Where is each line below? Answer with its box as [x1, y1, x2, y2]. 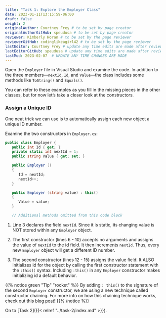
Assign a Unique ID [5, 104, 52, 111]
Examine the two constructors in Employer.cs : [5, 131, 98, 136]
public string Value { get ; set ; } [11, 154, 85, 159]
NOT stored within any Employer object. [12, 227, 92, 233]
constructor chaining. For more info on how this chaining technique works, [5, 292, 157, 298]
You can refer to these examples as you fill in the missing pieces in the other [5, 87, 161, 93]
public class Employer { [5, 140, 56, 145]
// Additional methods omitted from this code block [11, 213, 123, 218]
